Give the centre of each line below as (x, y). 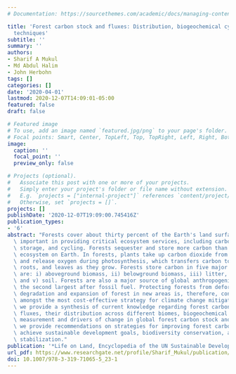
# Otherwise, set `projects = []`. (63, 202)
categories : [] (29, 85)
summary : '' (25, 46)
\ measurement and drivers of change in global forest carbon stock (116, 320)
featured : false (31, 105)
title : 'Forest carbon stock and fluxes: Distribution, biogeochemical (114, 26)
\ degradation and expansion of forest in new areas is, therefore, (116, 294)
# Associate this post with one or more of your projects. (99, 183)
